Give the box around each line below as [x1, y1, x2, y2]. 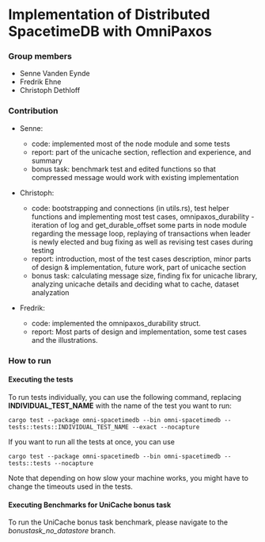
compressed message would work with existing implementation [31, 172, 240, 182]
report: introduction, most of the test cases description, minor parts [31, 254, 252, 263]
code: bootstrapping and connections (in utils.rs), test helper [31, 203, 229, 213]
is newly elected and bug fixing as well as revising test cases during [31, 236, 253, 247]
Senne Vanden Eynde [19, 69, 90, 79]
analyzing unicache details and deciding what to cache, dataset [31, 279, 240, 289]
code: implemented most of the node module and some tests [31, 139, 231, 148]
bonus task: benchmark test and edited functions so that [31, 164, 216, 174]
